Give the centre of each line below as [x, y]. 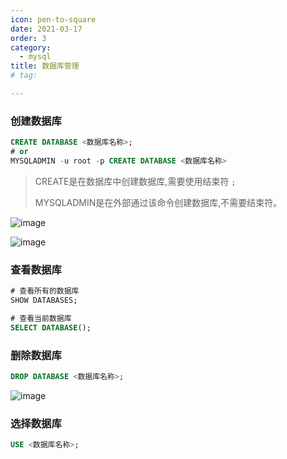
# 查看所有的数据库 [45, 291]
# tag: [24, 76]
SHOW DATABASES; [44, 300]
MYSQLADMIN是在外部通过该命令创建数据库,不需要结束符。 [158, 202]
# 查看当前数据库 [41, 318]
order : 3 [28, 38]
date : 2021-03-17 [46, 29]
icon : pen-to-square [53, 19]
